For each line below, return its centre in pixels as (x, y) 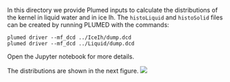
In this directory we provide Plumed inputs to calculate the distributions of (113, 10)
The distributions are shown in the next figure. (73, 71)
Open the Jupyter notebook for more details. (71, 56)
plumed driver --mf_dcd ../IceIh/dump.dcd (69, 38)
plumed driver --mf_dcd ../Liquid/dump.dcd (71, 44)
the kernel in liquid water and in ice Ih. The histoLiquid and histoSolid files (115, 17)
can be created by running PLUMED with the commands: (88, 25)
